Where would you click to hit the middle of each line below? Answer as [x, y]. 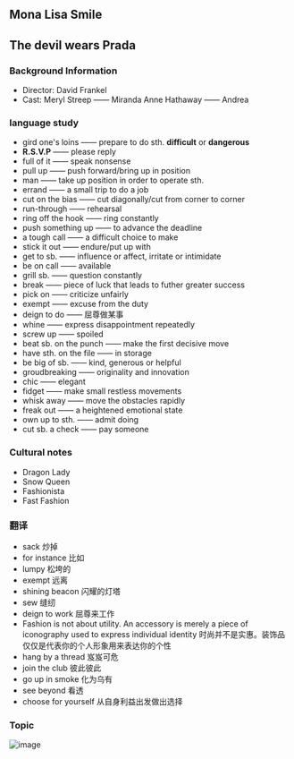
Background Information [63, 71]
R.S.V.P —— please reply [69, 152]
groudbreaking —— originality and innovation [105, 372]
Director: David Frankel [64, 90]
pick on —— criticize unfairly [76, 294]
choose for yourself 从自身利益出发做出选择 [102, 701]
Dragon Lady [46, 472]
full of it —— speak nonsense [76, 161]
